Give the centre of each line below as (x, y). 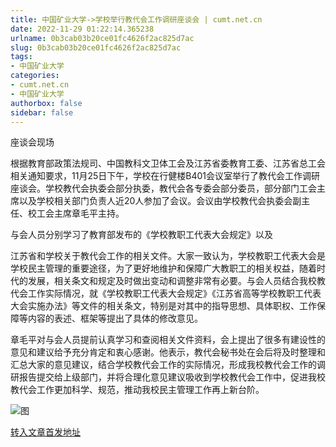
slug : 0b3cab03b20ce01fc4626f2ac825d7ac (96, 47)
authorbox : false (46, 103)
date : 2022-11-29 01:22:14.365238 (82, 29)
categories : (35, 76)
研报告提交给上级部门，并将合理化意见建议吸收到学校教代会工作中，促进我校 (168, 377)
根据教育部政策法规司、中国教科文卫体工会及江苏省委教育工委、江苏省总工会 (168, 163)
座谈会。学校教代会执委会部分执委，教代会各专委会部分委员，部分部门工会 (163, 188)
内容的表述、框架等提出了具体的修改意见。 (115, 318)
